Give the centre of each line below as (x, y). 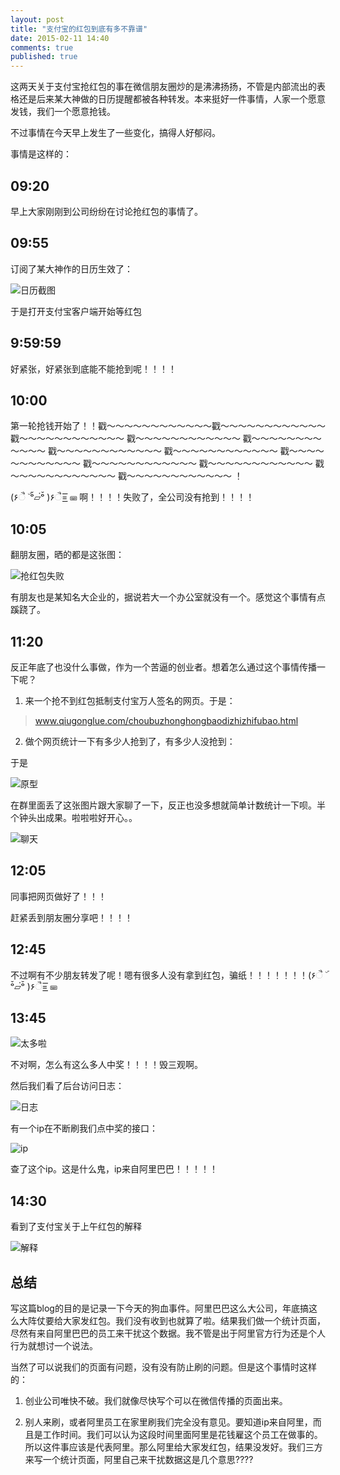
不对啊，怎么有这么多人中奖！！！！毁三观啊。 (106, 1065)
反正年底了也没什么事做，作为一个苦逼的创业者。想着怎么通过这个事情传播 (163, 667)
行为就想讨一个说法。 (54, 1346)
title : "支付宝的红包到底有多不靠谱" (79, 29)
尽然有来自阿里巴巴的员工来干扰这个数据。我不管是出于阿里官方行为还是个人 (168, 1333)
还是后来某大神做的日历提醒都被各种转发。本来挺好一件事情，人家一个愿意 (172, 99)
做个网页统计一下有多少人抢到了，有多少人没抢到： (130, 741)
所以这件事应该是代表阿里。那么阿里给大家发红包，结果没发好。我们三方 (173, 1447)
